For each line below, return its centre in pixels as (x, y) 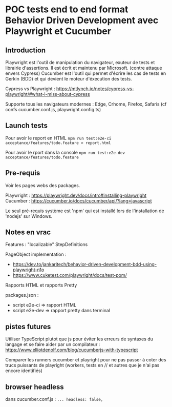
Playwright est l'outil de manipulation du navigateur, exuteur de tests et (80, 62)
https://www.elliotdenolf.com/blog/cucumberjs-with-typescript (72, 350)
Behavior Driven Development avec (82, 20)
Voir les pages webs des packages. (43, 185)
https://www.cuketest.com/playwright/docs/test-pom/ (70, 275)
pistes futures (28, 327)
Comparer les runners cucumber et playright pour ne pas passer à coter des (86, 360)
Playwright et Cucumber (58, 31)
